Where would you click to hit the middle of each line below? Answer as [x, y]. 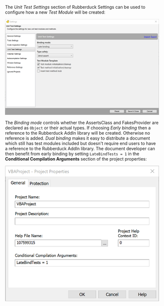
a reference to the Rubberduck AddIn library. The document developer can [80, 148]
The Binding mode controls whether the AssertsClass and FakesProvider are [82, 122]
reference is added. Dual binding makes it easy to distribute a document [78, 138]
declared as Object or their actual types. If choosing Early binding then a [78, 128]
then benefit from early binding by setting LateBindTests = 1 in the [72, 154]
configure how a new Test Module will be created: [55, 12]
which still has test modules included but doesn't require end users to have [81, 143]
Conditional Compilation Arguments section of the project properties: [76, 159]
